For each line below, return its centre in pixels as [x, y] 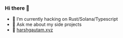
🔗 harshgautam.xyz [32, 30]
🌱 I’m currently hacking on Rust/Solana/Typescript [65, 19]
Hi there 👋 [17, 8]
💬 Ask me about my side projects [47, 24]
